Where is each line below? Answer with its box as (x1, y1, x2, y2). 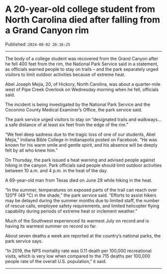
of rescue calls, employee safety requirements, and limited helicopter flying (5, 203, 160, 209)
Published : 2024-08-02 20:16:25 (5, 41, 71, 47)
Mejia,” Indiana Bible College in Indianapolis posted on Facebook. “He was (5, 136, 158, 143)
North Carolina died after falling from (5, 14, 161, 25)
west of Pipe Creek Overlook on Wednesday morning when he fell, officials (5, 86, 159, 92)
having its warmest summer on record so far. (5, 223, 97, 229)
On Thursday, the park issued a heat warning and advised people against (5, 157, 155, 163)
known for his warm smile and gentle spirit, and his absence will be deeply (5, 142, 158, 148)
